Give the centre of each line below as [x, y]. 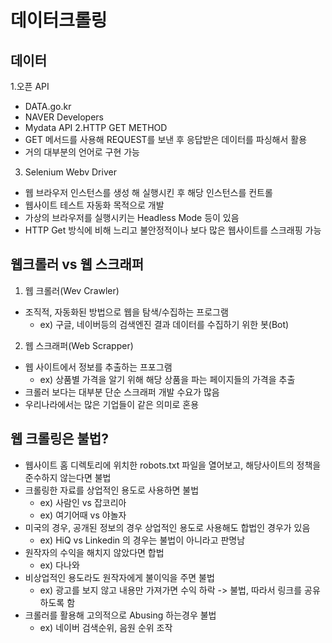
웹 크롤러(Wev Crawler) [72, 290]
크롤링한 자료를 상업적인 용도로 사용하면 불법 [112, 490]
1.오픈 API [30, 86]
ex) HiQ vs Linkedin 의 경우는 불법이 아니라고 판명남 [142, 540]
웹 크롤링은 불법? [59, 439]
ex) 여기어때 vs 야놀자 [83, 515]
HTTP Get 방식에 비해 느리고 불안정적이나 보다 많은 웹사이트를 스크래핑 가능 [173, 230]
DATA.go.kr [48, 106]
